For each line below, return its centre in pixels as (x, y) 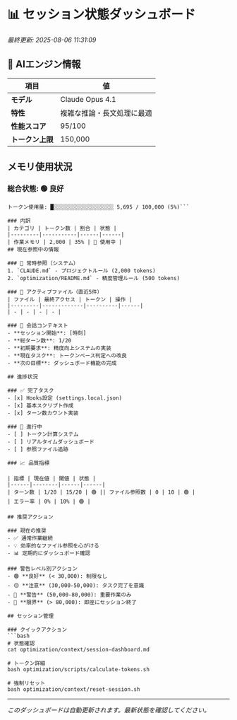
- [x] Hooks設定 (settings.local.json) (65, 398)
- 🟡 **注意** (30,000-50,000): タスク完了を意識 (76, 586)
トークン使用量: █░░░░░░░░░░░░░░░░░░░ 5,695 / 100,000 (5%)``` (98, 207)
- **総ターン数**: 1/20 (39, 341)
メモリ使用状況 (40, 167)
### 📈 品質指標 (29, 463)
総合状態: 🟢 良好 (36, 189)
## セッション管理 (31, 616)
